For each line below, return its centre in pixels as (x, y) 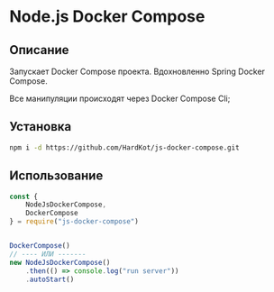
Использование (56, 176)
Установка (41, 127)
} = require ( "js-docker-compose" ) (74, 222)
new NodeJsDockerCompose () (60, 262)
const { (24, 196)
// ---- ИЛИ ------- (48, 254)
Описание (39, 50)
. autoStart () (50, 279)
